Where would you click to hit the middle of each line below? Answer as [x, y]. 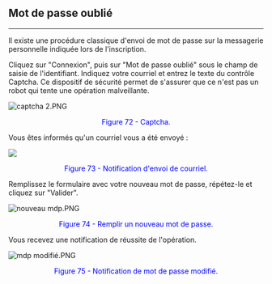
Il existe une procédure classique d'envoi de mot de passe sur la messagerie [136, 40]
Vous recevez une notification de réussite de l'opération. [102, 239]
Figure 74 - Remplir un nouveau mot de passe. [136, 224]
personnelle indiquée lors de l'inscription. [77, 49]
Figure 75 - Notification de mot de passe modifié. [136, 271]
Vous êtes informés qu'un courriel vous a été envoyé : [98, 138]
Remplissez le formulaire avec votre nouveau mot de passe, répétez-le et [130, 184]
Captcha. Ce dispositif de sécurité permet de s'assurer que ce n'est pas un [134, 82]
